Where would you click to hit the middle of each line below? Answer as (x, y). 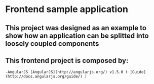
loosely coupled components (52, 44)
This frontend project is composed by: (67, 61)
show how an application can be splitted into (77, 35)
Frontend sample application (67, 9)
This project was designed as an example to (76, 28)
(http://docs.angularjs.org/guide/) (44, 76)
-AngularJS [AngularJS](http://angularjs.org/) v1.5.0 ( (67, 72)
